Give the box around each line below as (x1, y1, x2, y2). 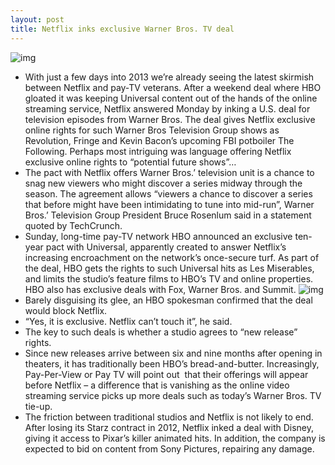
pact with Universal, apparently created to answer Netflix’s (45, 241, 287, 253)
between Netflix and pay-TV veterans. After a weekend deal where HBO (24, 81, 322, 93)
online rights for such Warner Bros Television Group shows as (24, 124, 280, 136)
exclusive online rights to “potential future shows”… (24, 156, 237, 168)
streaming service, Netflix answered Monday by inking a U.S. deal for (24, 102, 311, 115)
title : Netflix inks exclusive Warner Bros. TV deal (10, 24, 235, 34)
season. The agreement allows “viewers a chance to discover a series (24, 187, 313, 200)
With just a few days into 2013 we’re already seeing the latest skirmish (24, 71, 315, 83)
